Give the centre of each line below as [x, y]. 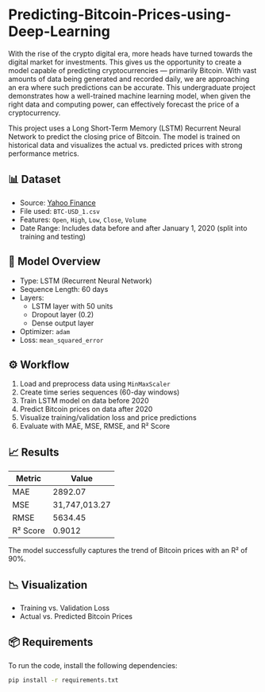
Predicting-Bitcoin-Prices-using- [120, 15]
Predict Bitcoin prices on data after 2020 [86, 409]
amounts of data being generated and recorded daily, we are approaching [129, 79]
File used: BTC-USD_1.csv [60, 211]
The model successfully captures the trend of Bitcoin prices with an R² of [128, 550]
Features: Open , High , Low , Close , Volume [83, 220]
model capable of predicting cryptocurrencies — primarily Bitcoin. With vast [132, 70]
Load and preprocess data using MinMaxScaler [95, 384]
